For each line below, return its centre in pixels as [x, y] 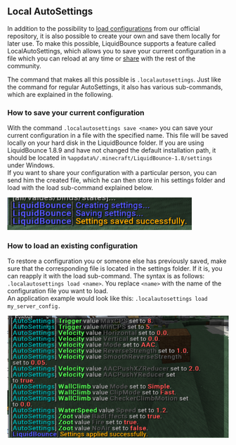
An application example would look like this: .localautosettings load [107, 299]
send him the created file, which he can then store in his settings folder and [117, 180]
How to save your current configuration [76, 112]
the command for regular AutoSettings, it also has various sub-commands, [115, 86]
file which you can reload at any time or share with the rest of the [101, 58]
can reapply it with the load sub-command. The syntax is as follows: [106, 276]
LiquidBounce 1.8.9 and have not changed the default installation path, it [112, 150]
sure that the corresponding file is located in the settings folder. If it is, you [115, 269]
